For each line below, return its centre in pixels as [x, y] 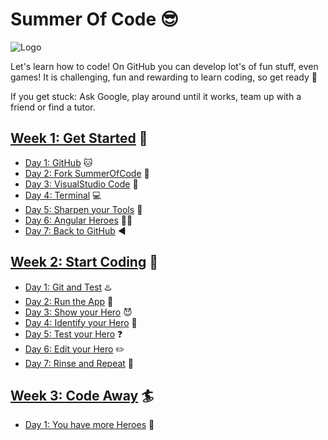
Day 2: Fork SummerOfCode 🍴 [87, 173]
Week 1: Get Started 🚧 [79, 138]
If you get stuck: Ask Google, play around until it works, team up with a [156, 96]
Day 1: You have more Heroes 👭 [89, 425]
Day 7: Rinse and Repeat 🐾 [79, 363]
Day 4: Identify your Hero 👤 [81, 322]
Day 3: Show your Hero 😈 [78, 312]
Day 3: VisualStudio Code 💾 [81, 184]
